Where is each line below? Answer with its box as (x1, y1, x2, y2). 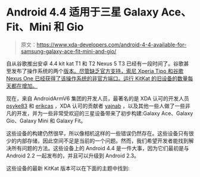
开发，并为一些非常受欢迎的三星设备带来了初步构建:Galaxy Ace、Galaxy (16, 109, 193, 116)
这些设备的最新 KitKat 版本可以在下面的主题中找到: (6, 165, 130, 172)
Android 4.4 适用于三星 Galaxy (6, 5, 159, 19)
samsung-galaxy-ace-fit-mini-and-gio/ (20, 48, 117, 55)
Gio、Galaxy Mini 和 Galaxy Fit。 (6, 117, 86, 124)
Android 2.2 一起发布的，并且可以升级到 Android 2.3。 (6, 152, 140, 159)
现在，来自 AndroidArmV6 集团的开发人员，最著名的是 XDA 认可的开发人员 (6, 94, 189, 102)
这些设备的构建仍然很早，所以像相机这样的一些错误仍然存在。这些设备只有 (6, 129, 189, 137)
